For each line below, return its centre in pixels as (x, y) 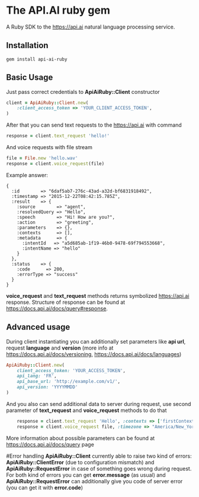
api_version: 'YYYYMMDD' (47, 387)
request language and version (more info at (60, 348)
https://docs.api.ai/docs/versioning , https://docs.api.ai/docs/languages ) (94, 354)
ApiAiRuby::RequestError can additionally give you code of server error (94, 481)
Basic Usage (30, 78)
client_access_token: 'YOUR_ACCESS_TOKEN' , (71, 370)
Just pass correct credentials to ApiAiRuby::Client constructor (83, 92)
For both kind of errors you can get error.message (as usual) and (86, 475)
